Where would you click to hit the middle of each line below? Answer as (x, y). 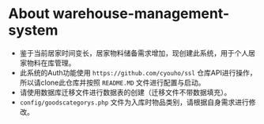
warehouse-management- (141, 14)
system (33, 30)
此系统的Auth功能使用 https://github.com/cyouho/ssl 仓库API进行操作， (138, 72)
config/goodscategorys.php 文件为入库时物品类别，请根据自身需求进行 (134, 102)
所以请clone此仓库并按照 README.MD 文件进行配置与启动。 (112, 82)
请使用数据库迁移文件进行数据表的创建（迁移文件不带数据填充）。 (125, 92)
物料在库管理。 (51, 63)
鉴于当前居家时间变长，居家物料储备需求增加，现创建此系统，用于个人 (134, 53)
